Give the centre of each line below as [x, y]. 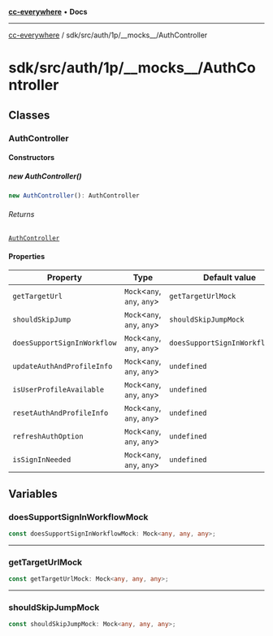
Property [65, 278]
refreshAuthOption [48, 437]
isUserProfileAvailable [58, 390]
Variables [33, 493]
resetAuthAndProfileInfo [61, 413]
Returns [22, 214]
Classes [29, 115]
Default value [230, 278]
